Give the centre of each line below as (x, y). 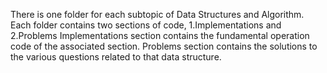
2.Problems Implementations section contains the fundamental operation (160, 35)
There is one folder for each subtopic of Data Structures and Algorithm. (157, 14)
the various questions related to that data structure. (116, 57)
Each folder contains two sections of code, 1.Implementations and (146, 25)
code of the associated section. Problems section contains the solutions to (164, 46)
